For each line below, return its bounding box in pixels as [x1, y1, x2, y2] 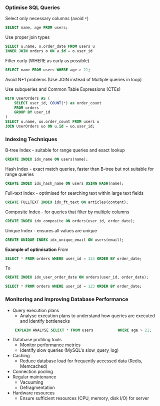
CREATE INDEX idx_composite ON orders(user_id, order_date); [5, 218, 135, 223]
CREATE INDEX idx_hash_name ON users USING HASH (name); [5, 181, 124, 186]
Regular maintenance [12, 374, 56, 380]
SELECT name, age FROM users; [5, 25, 68, 30]
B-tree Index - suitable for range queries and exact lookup [5, 147, 125, 153]
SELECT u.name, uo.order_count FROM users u [5, 119, 99, 124]
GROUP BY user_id [14, 110, 50, 115]
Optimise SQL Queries [5, 4, 60, 11]
